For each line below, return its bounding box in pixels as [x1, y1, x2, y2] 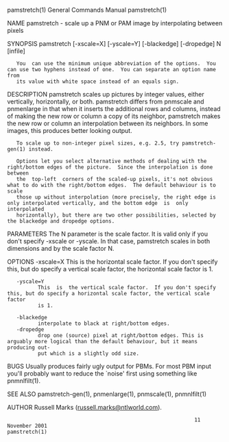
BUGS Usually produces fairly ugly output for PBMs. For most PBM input [7, 363, 211, 370]
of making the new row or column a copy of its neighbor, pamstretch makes [7, 112, 221, 120]
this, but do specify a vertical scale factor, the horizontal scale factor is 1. [7, 265, 214, 273]
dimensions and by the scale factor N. [7, 245, 114, 252]
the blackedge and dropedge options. [7, 218, 115, 225]
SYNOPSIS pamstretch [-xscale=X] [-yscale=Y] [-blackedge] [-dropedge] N [7, 40, 221, 47]
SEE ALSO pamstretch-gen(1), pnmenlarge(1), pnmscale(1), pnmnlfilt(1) [7, 390, 207, 398]
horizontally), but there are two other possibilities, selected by [16, 212, 216, 219]
